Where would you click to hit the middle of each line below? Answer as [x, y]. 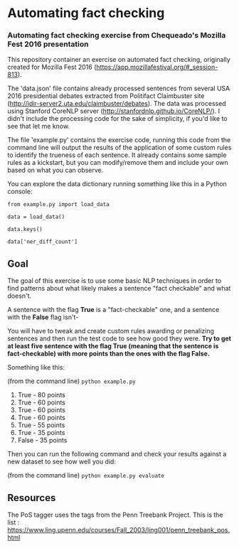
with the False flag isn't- [43, 317]
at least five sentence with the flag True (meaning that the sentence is [113, 346]
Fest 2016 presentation [48, 44]
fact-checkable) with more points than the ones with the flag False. [108, 354]
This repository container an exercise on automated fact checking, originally [119, 60]
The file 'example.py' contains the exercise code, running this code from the [119, 140]
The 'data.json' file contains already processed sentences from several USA [119, 88]
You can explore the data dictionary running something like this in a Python [117, 184]
